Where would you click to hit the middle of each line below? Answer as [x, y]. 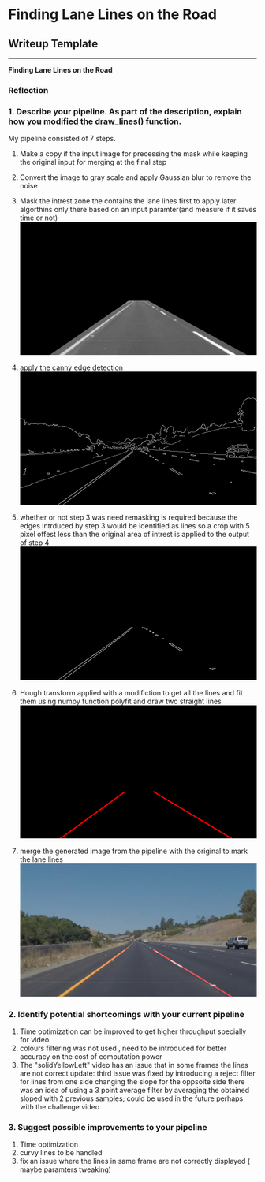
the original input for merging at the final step [93, 162]
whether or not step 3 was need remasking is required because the [129, 517]
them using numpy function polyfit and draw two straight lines [121, 701]
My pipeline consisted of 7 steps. [62, 139]
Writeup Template [53, 44]
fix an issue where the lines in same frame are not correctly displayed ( [135, 1161]
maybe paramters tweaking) [65, 1169]
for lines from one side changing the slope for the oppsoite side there [132, 1082]
